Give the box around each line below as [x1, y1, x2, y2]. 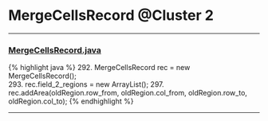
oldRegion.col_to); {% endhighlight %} [8, 96, 134, 106]
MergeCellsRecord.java [8, 45, 101, 56]
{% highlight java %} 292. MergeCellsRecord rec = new [8, 63, 191, 72]
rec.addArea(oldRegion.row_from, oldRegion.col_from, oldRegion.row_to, [8, 88, 247, 98]
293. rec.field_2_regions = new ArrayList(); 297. [8, 80, 164, 89]
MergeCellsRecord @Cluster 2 [8, 6, 214, 25]
